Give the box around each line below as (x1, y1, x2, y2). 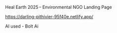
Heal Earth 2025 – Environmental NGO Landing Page (5, 4, 113, 10)
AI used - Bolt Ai (5, 23, 39, 29)
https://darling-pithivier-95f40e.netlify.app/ (5, 14, 93, 19)
